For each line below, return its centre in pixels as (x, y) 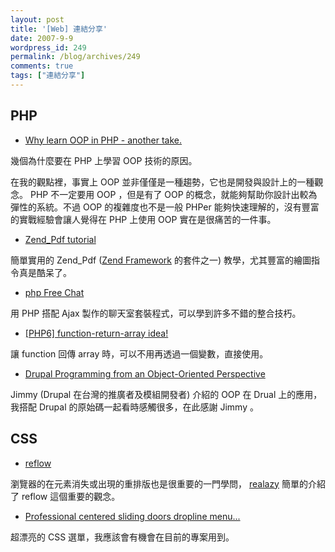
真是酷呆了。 (45, 272)
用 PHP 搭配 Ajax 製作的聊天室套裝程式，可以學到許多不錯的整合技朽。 (156, 313)
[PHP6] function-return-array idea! (96, 333)
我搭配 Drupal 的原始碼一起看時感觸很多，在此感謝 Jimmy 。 (134, 407)
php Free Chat (54, 292)
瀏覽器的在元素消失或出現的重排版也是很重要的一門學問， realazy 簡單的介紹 (168, 483)
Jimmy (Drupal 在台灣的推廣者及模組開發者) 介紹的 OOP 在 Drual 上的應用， (166, 394)
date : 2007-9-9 (42, 38)
